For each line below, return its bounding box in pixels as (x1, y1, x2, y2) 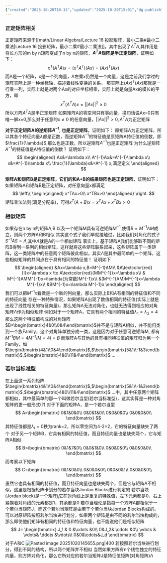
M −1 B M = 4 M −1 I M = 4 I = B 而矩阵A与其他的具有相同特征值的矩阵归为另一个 (5, 334, 160, 341)
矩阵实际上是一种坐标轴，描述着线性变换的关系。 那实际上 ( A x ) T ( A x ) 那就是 (5, 79, 157, 86)
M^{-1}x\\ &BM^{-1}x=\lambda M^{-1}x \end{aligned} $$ (26, 281, 141, 287)
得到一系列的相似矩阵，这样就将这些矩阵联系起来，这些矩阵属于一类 (12, 244, 152, 250)
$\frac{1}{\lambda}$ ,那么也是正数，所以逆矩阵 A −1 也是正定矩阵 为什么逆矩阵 (5, 139, 161, 146)
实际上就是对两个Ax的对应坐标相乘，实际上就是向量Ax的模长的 (26, 86, 156, 92)
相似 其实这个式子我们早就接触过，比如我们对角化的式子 (45, 231, 161, 237)
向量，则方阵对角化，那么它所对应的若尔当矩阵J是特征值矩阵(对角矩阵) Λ (5, 553, 153, 559)
